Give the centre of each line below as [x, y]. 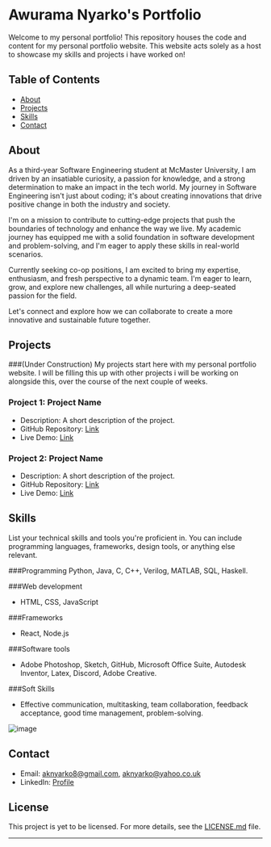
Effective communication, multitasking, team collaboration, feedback [134, 704]
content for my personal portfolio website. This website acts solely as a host [135, 45]
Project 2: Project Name [56, 458]
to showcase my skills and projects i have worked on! [97, 54]
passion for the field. [43, 296]
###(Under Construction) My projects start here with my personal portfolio [132, 364]
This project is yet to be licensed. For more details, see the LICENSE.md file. [135, 827]
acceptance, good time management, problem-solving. [111, 713]
